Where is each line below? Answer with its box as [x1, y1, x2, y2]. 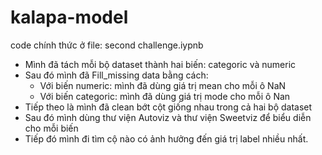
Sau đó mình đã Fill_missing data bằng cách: [24, 69, 209, 81]
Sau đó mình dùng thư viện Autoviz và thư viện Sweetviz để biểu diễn [24, 111, 312, 123]
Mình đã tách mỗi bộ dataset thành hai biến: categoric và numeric [24, 58, 297, 70]
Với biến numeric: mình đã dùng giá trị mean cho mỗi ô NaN [39, 79, 287, 91]
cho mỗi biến [24, 122, 79, 134]
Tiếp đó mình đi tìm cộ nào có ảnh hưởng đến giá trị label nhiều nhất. [24, 132, 309, 145]
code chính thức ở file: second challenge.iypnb [10, 39, 204, 51]
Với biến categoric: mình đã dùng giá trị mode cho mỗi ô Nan [39, 90, 291, 102]
